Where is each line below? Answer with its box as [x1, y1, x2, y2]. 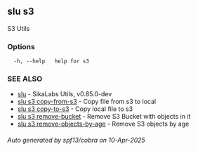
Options [7, 41, 35, 51]
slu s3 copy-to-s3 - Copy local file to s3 [17, 105, 133, 113]
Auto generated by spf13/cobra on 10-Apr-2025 [7, 136, 145, 144]
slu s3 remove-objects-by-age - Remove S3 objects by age [17, 119, 190, 129]
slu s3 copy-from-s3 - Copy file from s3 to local [17, 98, 157, 106]
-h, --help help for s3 [13, 58, 90, 65]
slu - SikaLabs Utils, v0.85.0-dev [17, 90, 112, 98]
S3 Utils [7, 24, 30, 32]
